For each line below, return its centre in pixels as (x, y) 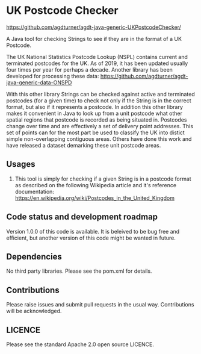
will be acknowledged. (34, 311)
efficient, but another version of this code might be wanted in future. (91, 238)
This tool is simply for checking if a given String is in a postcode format (103, 179)
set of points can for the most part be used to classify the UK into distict (95, 132)
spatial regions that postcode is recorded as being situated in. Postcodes (97, 120)
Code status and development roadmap (82, 217)
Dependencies (34, 256)
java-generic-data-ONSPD (39, 82)
